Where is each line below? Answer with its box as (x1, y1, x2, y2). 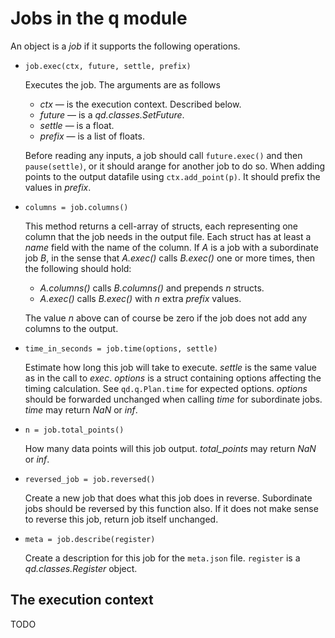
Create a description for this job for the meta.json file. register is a (24, 552, 301, 564)
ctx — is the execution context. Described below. (39, 98, 242, 110)
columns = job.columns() (24, 202, 129, 212)
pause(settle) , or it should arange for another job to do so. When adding (24, 160, 326, 172)
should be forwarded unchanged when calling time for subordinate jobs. (24, 393, 323, 405)
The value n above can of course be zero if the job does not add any (24, 312, 308, 324)
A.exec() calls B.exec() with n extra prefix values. (39, 292, 242, 304)
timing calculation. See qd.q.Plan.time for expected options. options (24, 382, 308, 394)
